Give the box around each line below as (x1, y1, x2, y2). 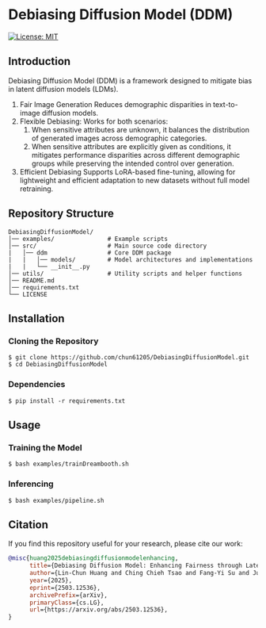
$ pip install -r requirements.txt (8, 396, 126, 405)
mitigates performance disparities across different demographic (31, 150, 241, 159)
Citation (8, 518, 49, 531)
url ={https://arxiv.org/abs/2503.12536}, (28, 606, 169, 614)
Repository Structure (8, 207, 115, 220)
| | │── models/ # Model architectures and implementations (8, 255, 253, 263)
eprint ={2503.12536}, (28, 584, 101, 592)
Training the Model (8, 442, 82, 453)
